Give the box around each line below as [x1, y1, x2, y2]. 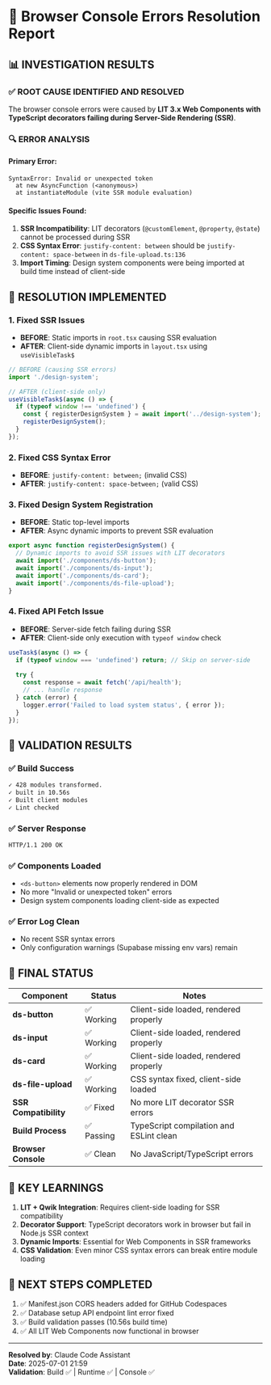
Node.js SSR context [19, 1228, 89, 1238]
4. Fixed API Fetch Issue [8, 606, 104, 617]
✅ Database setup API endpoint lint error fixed [19, 1307, 174, 1317]
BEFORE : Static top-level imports [19, 517, 130, 527]
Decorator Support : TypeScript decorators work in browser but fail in [19, 1220, 252, 1230]
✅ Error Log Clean [8, 916, 80, 927]
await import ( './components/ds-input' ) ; [15, 564, 153, 572]
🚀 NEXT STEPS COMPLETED [8, 1277, 153, 1291]
